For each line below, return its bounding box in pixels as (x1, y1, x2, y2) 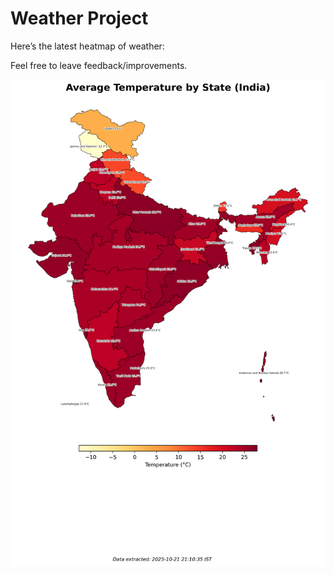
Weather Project (10, 7, 149, 30)
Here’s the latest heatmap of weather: (10, 40, 165, 52)
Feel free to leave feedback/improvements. (10, 59, 188, 71)
